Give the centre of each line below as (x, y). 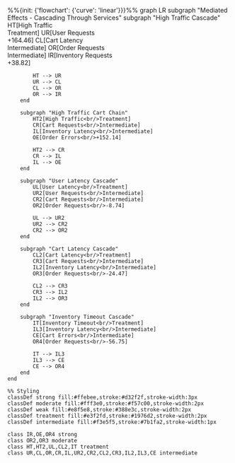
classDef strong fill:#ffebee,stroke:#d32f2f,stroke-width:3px (103, 397)
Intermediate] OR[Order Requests (56, 48)
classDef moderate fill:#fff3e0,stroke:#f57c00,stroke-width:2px (105, 404)
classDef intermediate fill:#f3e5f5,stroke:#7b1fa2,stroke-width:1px (112, 422)
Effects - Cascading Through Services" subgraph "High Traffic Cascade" (114, 18)
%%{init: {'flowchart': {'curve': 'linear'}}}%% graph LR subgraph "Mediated (117, 10)
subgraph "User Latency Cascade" (69, 181)
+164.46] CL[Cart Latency (45, 40)
